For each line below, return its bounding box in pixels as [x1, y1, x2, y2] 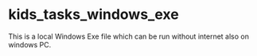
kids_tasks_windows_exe [8, 6, 179, 24]
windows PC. [8, 39, 52, 49]
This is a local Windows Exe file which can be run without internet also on [8, 32, 249, 41]
